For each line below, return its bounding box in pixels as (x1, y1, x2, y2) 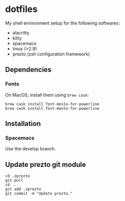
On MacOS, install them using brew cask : (5, 91, 89, 98)
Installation (5, 119, 41, 128)
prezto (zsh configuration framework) (12, 51, 90, 57)
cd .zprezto (5, 173, 30, 178)
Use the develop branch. (5, 146, 56, 152)
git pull (5, 178, 23, 183)
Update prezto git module (5, 160, 86, 168)
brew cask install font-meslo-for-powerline (5, 101, 99, 106)
